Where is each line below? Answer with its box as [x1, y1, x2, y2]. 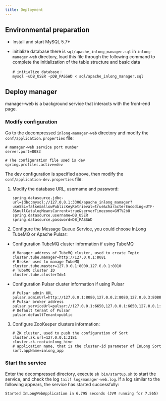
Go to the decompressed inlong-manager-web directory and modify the [5, 130, 149, 136]
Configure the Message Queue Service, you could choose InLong [12, 226, 146, 232]
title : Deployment [5, 7, 43, 12]
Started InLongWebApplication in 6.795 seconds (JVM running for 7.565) [5, 391, 159, 396]
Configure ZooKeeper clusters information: [12, 321, 100, 327]
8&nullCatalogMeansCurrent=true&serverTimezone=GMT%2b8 [12, 208, 130, 213]
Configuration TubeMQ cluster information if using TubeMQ [12, 241, 134, 247]
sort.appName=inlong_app [12, 348, 64, 353]
